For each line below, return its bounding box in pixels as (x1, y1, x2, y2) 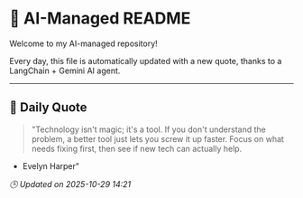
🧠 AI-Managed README (9, 8, 191, 29)
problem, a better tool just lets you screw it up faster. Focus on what (31, 133, 284, 144)
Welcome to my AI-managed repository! (9, 38, 158, 49)
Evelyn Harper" (22, 160, 79, 171)
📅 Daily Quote (9, 99, 87, 116)
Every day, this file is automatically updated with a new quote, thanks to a (9, 55, 282, 66)
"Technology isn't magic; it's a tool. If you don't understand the (31, 124, 266, 135)
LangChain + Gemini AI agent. (9, 65, 121, 76)
